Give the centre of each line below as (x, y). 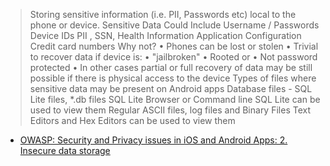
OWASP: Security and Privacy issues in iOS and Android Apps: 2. (153, 140)
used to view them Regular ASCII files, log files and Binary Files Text (170, 110)
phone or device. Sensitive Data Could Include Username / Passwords (174, 25)
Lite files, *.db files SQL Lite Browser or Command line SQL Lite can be (175, 99)
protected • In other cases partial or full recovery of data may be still (171, 67)
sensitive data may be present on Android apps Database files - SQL (171, 88)
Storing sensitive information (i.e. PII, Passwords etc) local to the (163, 14)
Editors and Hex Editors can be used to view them (132, 120)
